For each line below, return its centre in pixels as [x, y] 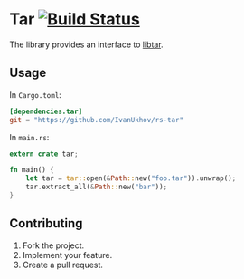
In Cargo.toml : [35, 94]
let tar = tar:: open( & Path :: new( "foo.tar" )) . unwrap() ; [131, 178]
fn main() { [32, 170]
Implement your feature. [67, 255]
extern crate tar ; [44, 154]
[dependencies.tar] [46, 111]
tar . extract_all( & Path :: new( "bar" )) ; [97, 187]
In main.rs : [29, 137]
